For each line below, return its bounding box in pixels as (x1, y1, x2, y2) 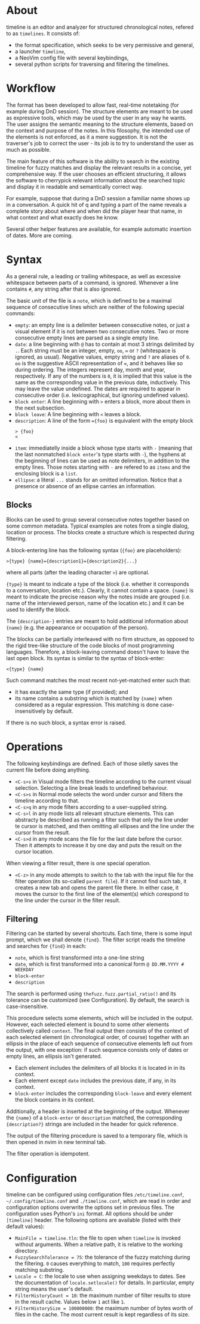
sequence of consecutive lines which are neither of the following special (6, 303, 184, 311)
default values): (6, 1223, 45, 1230)
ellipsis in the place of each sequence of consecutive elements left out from (6, 1040, 193, 1047)
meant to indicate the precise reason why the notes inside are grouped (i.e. (6, 593, 191, 600)
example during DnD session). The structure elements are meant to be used (6, 107, 193, 115)
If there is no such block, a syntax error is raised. (6, 719, 127, 726)
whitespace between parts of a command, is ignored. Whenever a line (6, 279, 179, 286)
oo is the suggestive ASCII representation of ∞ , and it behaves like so (14, 359, 183, 366)
